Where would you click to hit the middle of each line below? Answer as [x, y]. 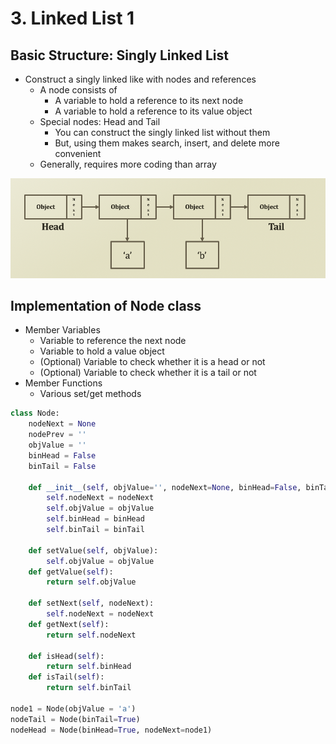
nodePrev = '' [57, 435]
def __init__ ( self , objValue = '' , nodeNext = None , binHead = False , [165, 487]
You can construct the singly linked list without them [162, 132]
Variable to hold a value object [102, 351]
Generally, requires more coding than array [128, 164]
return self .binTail [89, 688]
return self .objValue [91, 582]
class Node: [35, 413]
